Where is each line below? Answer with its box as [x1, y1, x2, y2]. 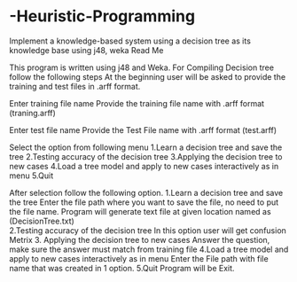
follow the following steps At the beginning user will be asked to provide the [9, 71, 286, 82]
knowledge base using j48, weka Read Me [9, 44, 164, 55]
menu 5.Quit [9, 170, 54, 181]
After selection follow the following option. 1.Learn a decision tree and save [9, 187, 284, 198]
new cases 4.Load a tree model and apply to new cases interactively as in [9, 161, 279, 171]
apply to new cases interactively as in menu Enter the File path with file [9, 253, 269, 263]
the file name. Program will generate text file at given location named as [9, 206, 272, 216]
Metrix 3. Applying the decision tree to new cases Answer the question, [9, 234, 270, 245]
